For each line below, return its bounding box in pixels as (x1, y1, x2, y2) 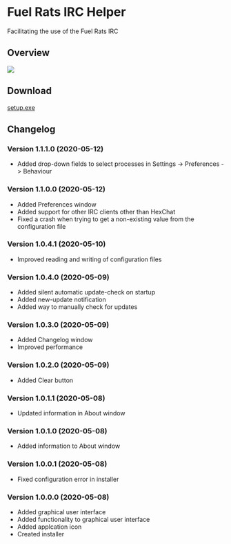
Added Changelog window (17, 336, 93, 344)
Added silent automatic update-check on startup (17, 288, 156, 297)
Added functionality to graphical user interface (17, 515, 150, 523)
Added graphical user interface (17, 507, 106, 516)
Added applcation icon (17, 523, 82, 531)
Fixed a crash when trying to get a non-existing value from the (17, 215, 194, 223)
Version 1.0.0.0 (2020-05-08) (7, 492, 110, 502)
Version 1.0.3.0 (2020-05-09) (7, 320, 110, 330)
